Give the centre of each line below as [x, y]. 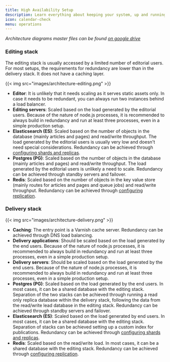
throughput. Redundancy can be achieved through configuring [78, 190]
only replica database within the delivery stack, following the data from [87, 300]
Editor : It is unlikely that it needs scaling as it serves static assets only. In [89, 93]
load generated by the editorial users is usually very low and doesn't [84, 142]
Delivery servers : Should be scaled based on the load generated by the [88, 262]
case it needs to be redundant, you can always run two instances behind [88, 98]
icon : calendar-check [28, 19]
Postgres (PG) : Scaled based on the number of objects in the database [87, 158]
